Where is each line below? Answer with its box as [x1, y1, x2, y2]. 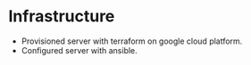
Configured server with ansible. [21, 45, 138, 55]
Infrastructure [8, 6, 115, 27]
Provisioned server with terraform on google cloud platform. [21, 36, 243, 46]
